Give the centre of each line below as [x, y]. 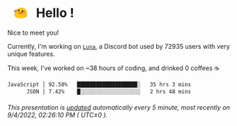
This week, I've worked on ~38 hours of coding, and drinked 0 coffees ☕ [114, 68]
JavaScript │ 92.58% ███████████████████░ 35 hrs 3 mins [99, 85]
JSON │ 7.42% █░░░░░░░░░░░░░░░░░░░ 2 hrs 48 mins [109, 92]
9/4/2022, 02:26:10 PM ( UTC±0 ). [58, 115]
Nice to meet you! [33, 33]
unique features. [31, 54]
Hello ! [55, 13]
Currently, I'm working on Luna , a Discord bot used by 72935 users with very [118, 47]
